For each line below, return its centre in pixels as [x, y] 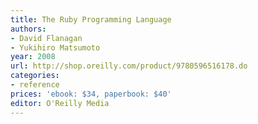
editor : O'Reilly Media [60, 103]
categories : [35, 76]
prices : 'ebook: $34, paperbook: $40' [91, 94]
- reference [35, 85]
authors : [28, 29]
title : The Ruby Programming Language [91, 19]
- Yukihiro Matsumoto [55, 47]
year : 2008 [33, 57]
